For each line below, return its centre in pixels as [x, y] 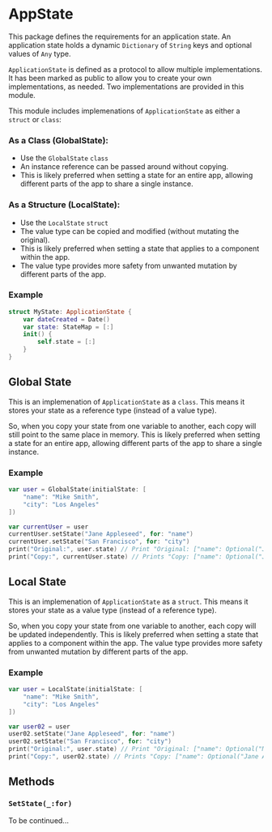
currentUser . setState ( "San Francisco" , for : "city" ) [99, 542]
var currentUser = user [49, 527]
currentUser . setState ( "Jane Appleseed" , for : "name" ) [101, 534]
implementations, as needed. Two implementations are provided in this [126, 87]
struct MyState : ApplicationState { [70, 312]
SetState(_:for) [40, 804]
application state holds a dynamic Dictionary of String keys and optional [130, 45]
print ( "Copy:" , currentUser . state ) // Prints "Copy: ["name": [115, 557]
